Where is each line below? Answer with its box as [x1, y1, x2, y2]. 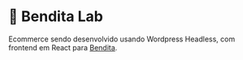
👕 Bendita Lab [8, 7, 103, 26]
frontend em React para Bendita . [8, 42, 118, 52]
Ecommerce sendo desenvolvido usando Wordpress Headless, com [8, 34, 236, 44]
